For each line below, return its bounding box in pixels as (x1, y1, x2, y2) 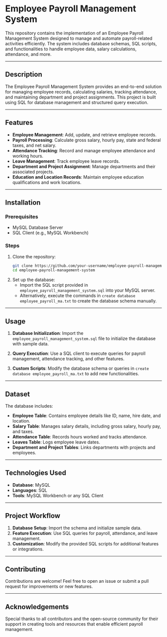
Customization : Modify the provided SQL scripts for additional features (12, 540, 159, 546)
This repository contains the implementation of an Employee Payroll (5, 30, 144, 36)
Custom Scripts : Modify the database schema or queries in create (12, 365, 149, 371)
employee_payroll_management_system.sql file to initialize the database (12, 335, 156, 341)
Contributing (5, 565, 46, 573)
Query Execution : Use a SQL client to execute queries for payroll (12, 350, 146, 356)
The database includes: (5, 403, 53, 409)
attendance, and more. (5, 51, 52, 57)
